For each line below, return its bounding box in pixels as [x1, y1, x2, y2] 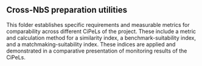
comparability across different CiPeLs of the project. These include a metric [6, 28, 197, 35]
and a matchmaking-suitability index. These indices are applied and [6, 40, 176, 48]
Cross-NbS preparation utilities [6, 5, 128, 15]
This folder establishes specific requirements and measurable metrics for [6, 21, 190, 28]
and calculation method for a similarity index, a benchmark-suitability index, [6, 34, 197, 42]
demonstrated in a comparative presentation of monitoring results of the [6, 47, 187, 54]
